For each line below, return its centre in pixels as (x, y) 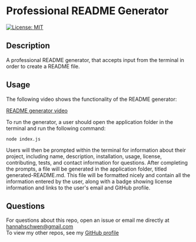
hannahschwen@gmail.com (40, 227)
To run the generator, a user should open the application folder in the (90, 122)
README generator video (37, 110)
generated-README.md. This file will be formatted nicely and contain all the (98, 175)
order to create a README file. (43, 66)
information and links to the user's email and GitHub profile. (78, 188)
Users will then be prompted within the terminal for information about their (96, 150)
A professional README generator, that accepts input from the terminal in (95, 60)
